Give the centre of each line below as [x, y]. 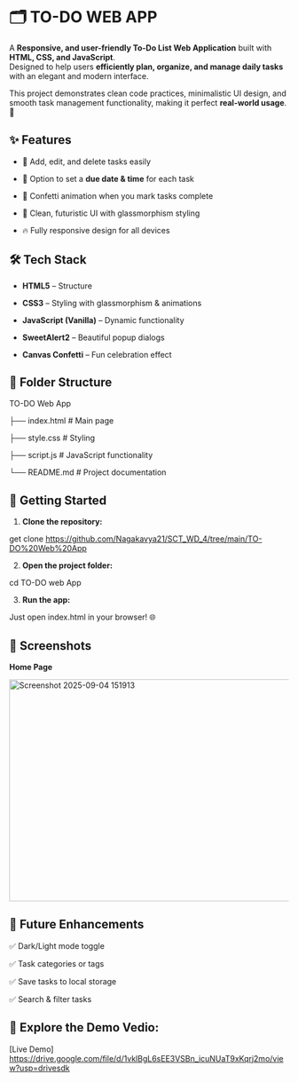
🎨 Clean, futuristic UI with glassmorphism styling [111, 213]
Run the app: [46, 600]
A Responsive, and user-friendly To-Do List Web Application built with [141, 47]
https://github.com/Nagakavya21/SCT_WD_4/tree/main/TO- [154, 539]
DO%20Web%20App [48, 549]
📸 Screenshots [51, 646]
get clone [27, 539]
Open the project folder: [67, 565]
